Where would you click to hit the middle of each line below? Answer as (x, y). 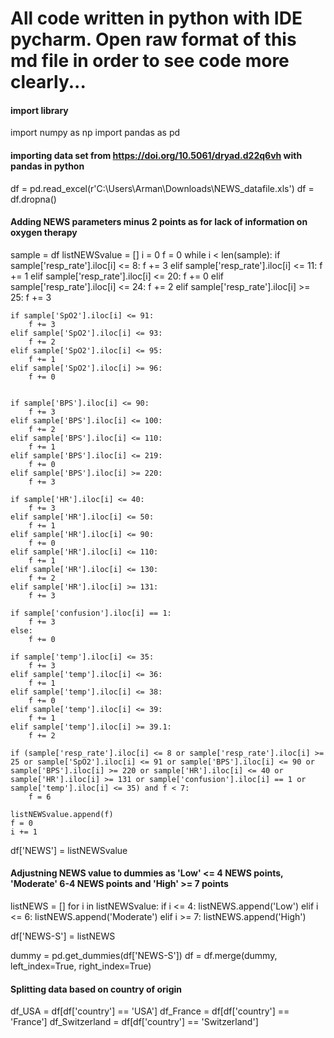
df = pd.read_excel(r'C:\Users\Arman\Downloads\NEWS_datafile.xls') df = (162, 188)
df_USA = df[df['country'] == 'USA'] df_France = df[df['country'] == (150, 1011)
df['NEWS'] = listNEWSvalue (69, 850)
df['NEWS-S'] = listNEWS (63, 936)
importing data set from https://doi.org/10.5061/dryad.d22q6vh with (156, 155)
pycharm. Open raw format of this (153, 39)
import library (39, 110)
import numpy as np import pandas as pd (95, 133)
